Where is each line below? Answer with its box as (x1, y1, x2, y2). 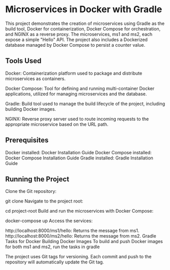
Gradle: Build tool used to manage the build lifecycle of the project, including (5, 100, 165, 107)
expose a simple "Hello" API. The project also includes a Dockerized (5, 37, 148, 43)
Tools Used (5, 57, 42, 65)
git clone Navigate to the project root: (5, 198, 84, 204)
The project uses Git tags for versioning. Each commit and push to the (5, 254, 152, 260)
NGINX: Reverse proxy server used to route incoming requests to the (5, 116, 149, 122)
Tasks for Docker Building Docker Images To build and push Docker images (5, 239, 163, 245)
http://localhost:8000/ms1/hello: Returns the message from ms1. (5, 227, 140, 234)
